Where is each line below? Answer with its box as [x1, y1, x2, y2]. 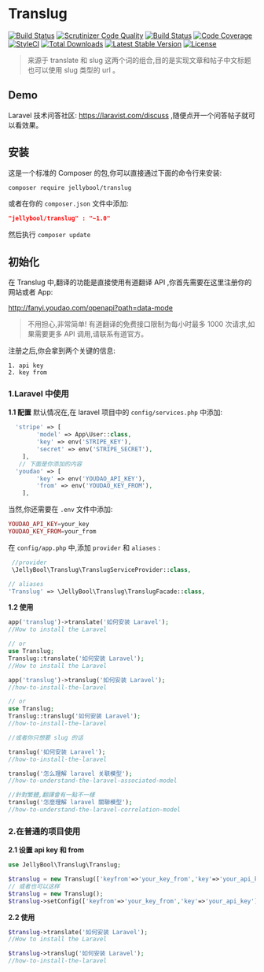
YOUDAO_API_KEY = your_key [8, 521, 90, 529]
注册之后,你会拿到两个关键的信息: [8, 346, 116, 355]
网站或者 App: [8, 288, 53, 297]
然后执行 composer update [8, 230, 91, 239]
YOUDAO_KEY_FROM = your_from [8, 528, 97, 536]
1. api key [8, 362, 44, 370]
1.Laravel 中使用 [8, 388, 69, 399]
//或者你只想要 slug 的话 [8, 733, 84, 741]
